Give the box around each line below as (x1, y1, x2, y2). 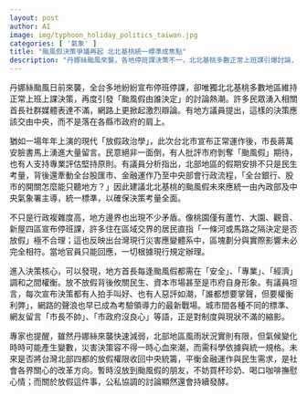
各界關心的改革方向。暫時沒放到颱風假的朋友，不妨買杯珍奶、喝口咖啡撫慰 (16, 365, 298, 375)
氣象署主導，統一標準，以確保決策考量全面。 (16, 192, 185, 203)
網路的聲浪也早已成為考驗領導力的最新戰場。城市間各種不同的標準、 (37, 300, 294, 310)
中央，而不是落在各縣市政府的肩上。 (33, 116, 170, 127)
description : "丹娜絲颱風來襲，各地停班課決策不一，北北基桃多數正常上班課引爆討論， (9, 56, 299, 65)
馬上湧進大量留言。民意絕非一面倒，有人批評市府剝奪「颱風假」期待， (33, 147, 298, 158)
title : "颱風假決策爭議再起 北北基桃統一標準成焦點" (9, 47, 187, 57)
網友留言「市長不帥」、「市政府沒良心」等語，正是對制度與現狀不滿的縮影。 (9, 311, 290, 322)
